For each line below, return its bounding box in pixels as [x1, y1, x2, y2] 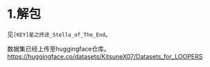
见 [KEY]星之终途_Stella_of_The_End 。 [7, 30, 112, 38]
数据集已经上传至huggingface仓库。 [7, 44, 110, 53]
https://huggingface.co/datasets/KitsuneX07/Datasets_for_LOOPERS [7, 52, 203, 60]
